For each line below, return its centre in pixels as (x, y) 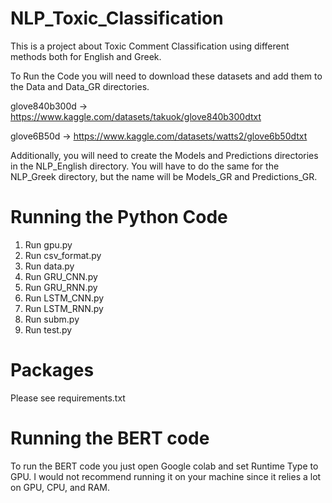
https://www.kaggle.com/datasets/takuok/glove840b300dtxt (136, 116)
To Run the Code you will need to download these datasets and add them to (166, 76)
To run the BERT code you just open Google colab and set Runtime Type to (164, 466)
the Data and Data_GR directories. (80, 86)
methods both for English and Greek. (86, 56)
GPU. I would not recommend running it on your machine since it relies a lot (166, 476)
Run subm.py (52, 319)
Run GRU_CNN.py (61, 276)
